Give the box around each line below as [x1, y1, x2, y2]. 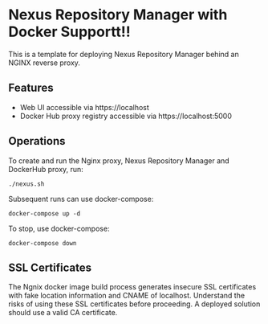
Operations [8, 134, 66, 148]
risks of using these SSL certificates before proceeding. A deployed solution [8, 299, 261, 309]
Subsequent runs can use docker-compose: [8, 194, 154, 203]
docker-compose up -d [8, 209, 81, 218]
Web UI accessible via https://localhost [19, 102, 150, 112]
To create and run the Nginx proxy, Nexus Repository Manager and [8, 155, 230, 166]
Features [8, 81, 54, 95]
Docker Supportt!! [8, 23, 131, 41]
